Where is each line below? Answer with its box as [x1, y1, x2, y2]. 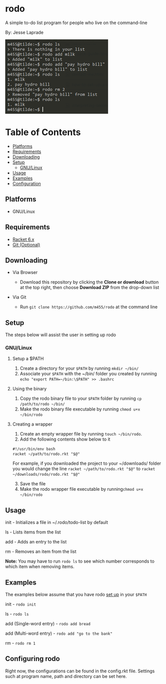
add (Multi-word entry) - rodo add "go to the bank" [5, 630, 112, 636]
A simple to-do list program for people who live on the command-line [5, 20, 147, 26]
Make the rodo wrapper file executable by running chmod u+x [19, 486, 143, 492]
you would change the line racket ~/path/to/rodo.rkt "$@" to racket [12, 466, 155, 472]
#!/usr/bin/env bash [12, 447, 55, 452]
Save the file [19, 481, 46, 487]
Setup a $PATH [12, 356, 44, 362]
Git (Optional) [12, 241, 40, 247]
